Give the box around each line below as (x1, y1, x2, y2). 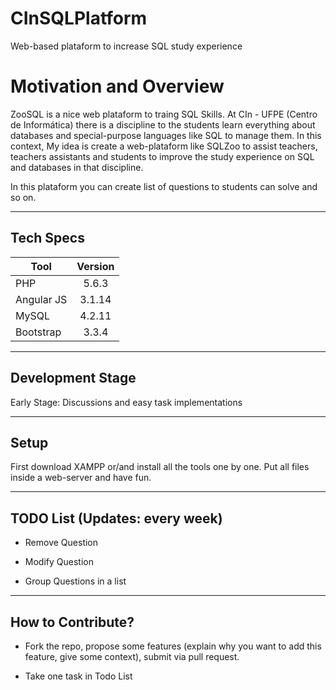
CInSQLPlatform (10, 7, 148, 30)
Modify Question (24, 556, 94, 568)
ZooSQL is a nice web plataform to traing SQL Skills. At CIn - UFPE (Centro (10, 108, 318, 120)
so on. (10, 191, 37, 203)
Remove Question (24, 537, 99, 549)
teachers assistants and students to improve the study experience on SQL (10, 150, 315, 162)
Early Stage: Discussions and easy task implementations (10, 396, 243, 408)
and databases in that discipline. (10, 161, 144, 173)
